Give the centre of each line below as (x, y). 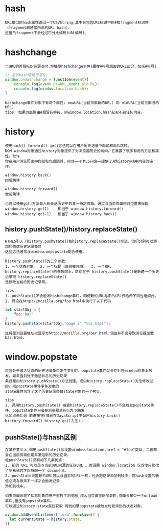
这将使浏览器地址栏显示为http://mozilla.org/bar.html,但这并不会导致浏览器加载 (80, 333)
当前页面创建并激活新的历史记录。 (41, 455)
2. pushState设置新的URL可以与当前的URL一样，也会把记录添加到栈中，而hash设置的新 (82, 476)
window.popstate (41, 357)
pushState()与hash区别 (41, 437)
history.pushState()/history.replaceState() (71, 229)
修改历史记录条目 (27, 247)
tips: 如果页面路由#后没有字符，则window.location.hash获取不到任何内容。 (75, 113)
